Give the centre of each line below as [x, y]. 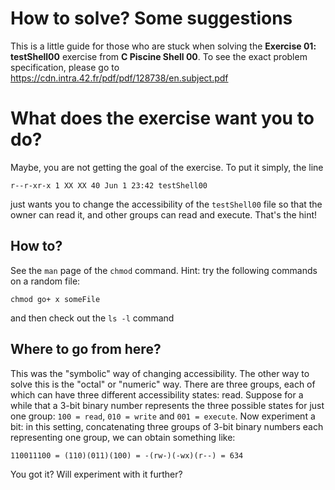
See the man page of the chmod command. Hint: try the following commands [164, 270]
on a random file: [45, 281]
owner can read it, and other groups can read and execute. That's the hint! [164, 214]
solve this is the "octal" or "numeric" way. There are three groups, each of [163, 384]
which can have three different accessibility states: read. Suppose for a [157, 394]
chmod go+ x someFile [55, 299]
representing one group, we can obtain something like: [123, 437]
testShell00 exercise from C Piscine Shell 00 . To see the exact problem [159, 56]
